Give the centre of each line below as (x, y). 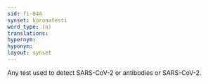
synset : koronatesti (38, 20)
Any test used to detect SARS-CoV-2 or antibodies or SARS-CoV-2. (104, 72)
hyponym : (20, 46)
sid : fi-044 (25, 14)
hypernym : (22, 40)
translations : (28, 33)
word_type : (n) (30, 27)
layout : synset (30, 53)
